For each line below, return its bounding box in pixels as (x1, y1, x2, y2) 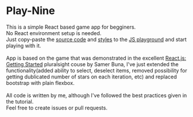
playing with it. (6, 42, 42, 49)
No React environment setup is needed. (6, 29, 102, 36)
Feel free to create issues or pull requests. (6, 104, 108, 111)
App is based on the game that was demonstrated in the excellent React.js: (6, 54, 187, 61)
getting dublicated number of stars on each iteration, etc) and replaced (6, 73, 177, 80)
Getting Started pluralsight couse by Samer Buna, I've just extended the (6, 60, 179, 68)
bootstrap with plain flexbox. (6, 79, 75, 86)
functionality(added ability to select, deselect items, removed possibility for (6, 67, 188, 74)
